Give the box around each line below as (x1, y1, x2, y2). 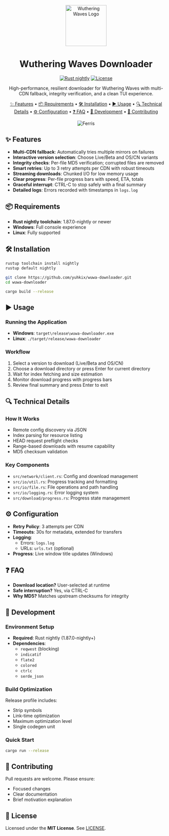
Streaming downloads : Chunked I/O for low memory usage (12, 171, 139, 177)
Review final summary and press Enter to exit (12, 382, 109, 388)
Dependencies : (12, 640, 46, 646)
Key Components (5, 462, 50, 469)
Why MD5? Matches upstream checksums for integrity (12, 593, 129, 599)
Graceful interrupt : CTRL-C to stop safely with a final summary (12, 181, 146, 187)
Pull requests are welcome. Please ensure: (5, 776, 95, 782)
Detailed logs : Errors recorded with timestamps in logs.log (12, 186, 138, 193)
